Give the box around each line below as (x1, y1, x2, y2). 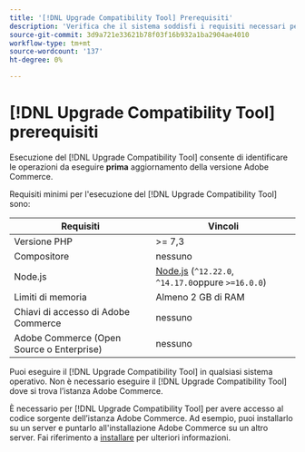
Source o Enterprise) (14, 342, 103, 355)
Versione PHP (14, 235, 73, 248)
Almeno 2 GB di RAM (155, 290, 245, 303)
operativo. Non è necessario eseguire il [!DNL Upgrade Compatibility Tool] (9, 376, 288, 387)
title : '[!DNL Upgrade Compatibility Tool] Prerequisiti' (9, 13, 233, 23)
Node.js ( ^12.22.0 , (155, 264, 234, 277)
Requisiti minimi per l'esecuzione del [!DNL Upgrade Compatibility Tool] (9, 188, 278, 200)
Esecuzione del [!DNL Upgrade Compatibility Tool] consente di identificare (9, 152, 289, 162)
